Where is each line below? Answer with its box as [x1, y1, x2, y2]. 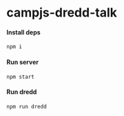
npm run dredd [6, 103, 48, 110]
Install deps [6, 28, 41, 36]
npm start [6, 73, 35, 80]
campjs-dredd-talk [6, 5, 118, 21]
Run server [6, 57, 39, 66]
